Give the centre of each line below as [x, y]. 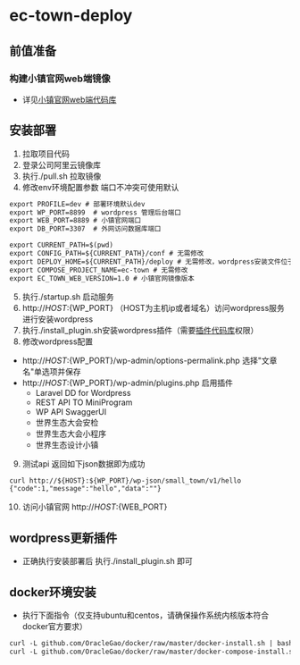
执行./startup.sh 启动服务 [68, 297]
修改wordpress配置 [58, 341]
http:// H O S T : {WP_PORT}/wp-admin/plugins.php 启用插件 [128, 383]
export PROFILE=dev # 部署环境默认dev [77, 204]
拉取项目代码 [46, 154]
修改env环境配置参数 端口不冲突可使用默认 [100, 187]
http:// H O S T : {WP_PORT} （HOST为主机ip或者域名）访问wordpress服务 [154, 307]
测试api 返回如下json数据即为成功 [83, 463]
